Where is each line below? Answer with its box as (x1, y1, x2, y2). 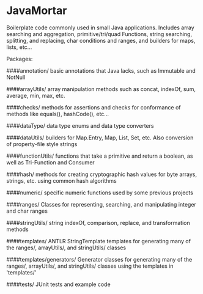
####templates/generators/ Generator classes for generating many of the (6, 255, 193, 263)
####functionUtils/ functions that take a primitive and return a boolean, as (6, 152, 193, 160)
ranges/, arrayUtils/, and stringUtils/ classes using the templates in (6, 262, 174, 270)
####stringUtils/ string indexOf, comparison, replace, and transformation (6, 219, 191, 226)
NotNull (6, 73, 26, 81)
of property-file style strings (6, 140, 78, 147)
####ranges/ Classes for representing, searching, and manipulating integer (6, 200, 197, 208)
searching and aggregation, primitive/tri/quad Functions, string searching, (6, 30, 193, 37)
